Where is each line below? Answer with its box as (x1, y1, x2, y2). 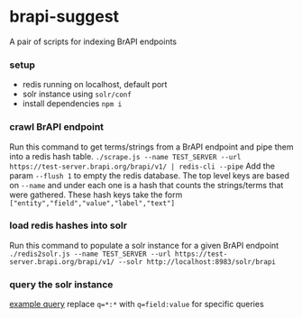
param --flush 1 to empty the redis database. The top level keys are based (9, 169, 290, 181)
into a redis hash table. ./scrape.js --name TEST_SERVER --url (9, 150, 242, 161)
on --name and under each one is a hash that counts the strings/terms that (9, 179, 284, 190)
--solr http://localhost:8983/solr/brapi (118, 257, 277, 267)
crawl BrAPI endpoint (9, 121, 105, 133)
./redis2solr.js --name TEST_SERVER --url (9, 250, 171, 259)
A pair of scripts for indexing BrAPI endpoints (9, 36, 178, 47)
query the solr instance (9, 277, 114, 290)
